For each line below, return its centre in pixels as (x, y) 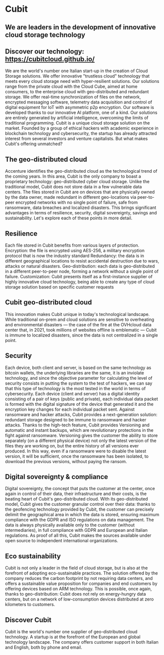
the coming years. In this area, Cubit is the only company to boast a (73, 176)
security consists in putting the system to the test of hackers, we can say (79, 383)
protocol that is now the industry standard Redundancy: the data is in (75, 256)
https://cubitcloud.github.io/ (50, 59)
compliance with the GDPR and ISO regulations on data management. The (80, 520)
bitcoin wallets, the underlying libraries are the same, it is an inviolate (75, 373)
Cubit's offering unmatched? (34, 144)
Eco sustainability (33, 556)
